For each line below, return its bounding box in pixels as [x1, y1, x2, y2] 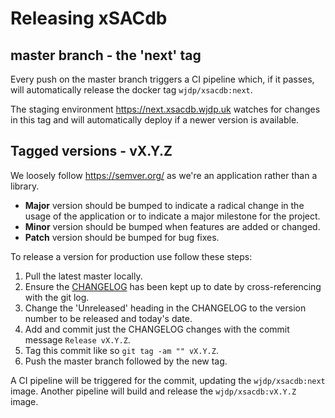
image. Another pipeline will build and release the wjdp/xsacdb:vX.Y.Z [10, 385, 297, 397]
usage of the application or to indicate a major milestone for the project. [24, 210, 321, 222]
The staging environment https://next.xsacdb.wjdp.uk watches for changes [10, 103, 321, 115]
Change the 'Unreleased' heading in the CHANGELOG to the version [24, 302, 307, 314]
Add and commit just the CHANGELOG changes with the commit [24, 323, 290, 335]
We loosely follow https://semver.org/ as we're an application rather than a [10, 169, 318, 181]
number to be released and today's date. [24, 312, 193, 324]
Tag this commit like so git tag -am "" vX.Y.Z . [24, 344, 219, 356]
